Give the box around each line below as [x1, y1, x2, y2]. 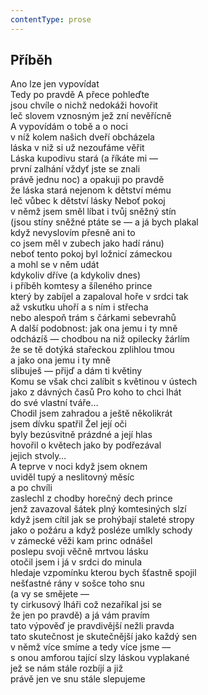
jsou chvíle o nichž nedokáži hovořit [10, 99, 158, 111]
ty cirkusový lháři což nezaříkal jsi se [10, 599, 162, 611]
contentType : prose [10, 14, 92, 25]
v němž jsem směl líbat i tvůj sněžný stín [10, 206, 177, 218]
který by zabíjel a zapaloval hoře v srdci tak [10, 291, 189, 303]
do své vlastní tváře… [10, 397, 99, 409]
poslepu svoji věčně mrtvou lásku [10, 546, 149, 558]
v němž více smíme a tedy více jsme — [10, 641, 172, 653]
